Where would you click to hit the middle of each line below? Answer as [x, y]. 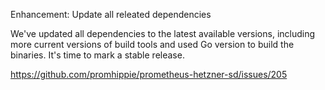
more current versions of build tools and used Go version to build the [152, 44]
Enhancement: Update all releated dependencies [111, 14]
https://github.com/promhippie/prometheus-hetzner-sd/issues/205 [149, 74]
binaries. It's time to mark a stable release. [97, 55]
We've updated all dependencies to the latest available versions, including [163, 33]
